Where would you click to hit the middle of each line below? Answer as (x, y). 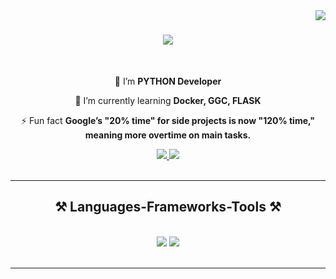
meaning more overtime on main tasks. (168, 135)
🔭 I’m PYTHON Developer (168, 81)
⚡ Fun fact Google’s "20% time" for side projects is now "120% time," (168, 120)
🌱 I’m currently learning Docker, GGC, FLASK (168, 100)
